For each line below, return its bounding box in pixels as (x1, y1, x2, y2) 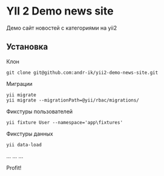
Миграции (6, 80, 33, 87)
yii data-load (6, 142, 42, 148)
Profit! (6, 164, 22, 171)
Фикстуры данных (6, 130, 53, 137)
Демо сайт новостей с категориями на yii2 (6, 24, 117, 31)
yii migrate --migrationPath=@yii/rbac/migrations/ (6, 97, 139, 103)
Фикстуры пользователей (6, 108, 73, 115)
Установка (6, 42, 48, 52)
